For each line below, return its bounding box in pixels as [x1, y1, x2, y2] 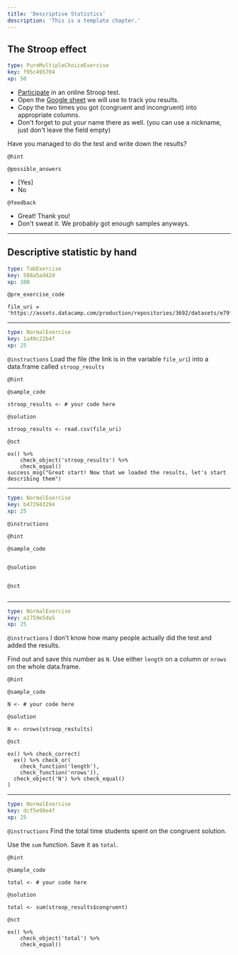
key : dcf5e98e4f [7, 808, 55, 815]
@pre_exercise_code [7, 291, 65, 298]
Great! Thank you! [17, 211, 71, 220]
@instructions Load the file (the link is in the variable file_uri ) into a [7, 355, 209, 363]
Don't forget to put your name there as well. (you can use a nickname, [17, 118, 222, 126]
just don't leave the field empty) [17, 125, 111, 134]
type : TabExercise [7, 265, 62, 272]
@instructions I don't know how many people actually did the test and [7, 634, 212, 642]
